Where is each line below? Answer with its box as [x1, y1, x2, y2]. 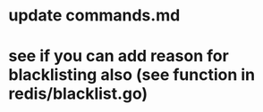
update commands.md [8, 5, 181, 26]
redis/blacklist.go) [8, 84, 148, 104]
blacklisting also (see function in [8, 65, 256, 85]
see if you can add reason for [8, 46, 229, 67]
